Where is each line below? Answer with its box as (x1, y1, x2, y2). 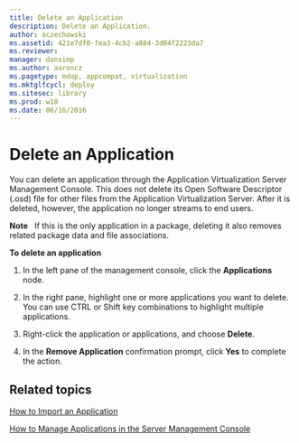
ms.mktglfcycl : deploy (9, 80, 95, 89)
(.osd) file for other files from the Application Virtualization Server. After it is (9, 193, 291, 204)
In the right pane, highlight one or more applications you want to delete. (22, 292, 289, 303)
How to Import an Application (9, 406, 119, 416)
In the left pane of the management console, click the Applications (22, 265, 273, 276)
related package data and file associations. (9, 230, 170, 241)
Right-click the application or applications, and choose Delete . (22, 328, 256, 339)
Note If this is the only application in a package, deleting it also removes (9, 220, 282, 231)
